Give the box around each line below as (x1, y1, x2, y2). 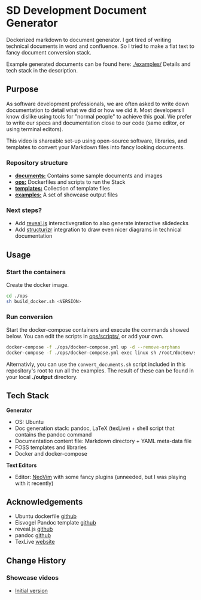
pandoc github (14, 532, 51, 539)
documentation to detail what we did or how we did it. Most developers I (6, 106, 184, 114)
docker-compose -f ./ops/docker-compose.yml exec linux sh (6, 350, 157, 356)
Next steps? (6, 206, 42, 214)
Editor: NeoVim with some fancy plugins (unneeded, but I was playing (14, 473, 187, 480)
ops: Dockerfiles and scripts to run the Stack (14, 178, 126, 186)
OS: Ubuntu (14, 418, 44, 425)
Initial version (14, 587, 48, 595)
